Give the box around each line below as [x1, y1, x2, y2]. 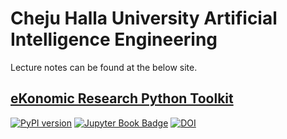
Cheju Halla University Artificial [10, 7, 278, 30]
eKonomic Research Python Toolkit [10, 90, 234, 107]
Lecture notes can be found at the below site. [10, 61, 198, 73]
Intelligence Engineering [10, 28, 218, 51]
